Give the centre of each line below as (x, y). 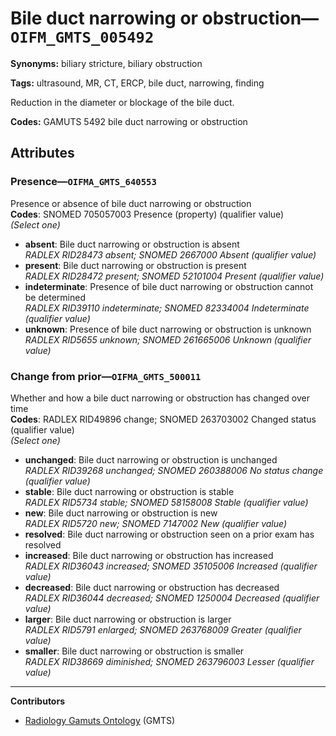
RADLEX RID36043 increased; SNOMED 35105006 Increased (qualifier (171, 566)
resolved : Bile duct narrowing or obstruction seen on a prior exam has (169, 534)
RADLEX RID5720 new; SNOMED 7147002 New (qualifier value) (156, 523)
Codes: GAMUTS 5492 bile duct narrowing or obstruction (129, 121)
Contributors (38, 701)
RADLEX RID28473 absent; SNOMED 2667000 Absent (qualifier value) (170, 254)
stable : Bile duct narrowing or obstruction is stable (129, 491)
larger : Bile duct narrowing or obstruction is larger (128, 619)
